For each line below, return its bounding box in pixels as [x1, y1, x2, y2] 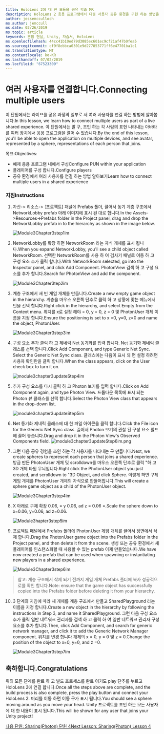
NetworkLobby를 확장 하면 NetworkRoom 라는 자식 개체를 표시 [12, 240, 135, 246]
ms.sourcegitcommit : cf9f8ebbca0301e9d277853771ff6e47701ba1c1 [5, 43, 137, 48]
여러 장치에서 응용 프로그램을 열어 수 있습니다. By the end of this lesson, [10, 130, 149, 136]
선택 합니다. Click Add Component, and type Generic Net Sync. [25, 346, 150, 352]
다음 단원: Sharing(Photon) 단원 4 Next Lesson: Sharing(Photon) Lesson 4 [5, 723, 151, 729]
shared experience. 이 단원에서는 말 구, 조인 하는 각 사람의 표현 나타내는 [5, 124, 144, 130]
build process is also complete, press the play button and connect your [5, 690, 148, 696]
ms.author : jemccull [5, 21, 48, 26]
